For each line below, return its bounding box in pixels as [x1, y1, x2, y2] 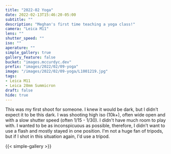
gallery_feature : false [5, 54, 56, 60]
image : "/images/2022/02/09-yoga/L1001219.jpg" [5, 69, 108, 74]
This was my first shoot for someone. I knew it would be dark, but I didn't [5, 106, 159, 112]
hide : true [5, 93, 28, 98]
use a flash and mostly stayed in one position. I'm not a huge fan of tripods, [5, 128, 164, 134]
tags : [5, 74, 17, 79]
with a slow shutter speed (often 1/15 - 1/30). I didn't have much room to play [5, 117, 166, 124]
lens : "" [5, 31, 24, 36]
